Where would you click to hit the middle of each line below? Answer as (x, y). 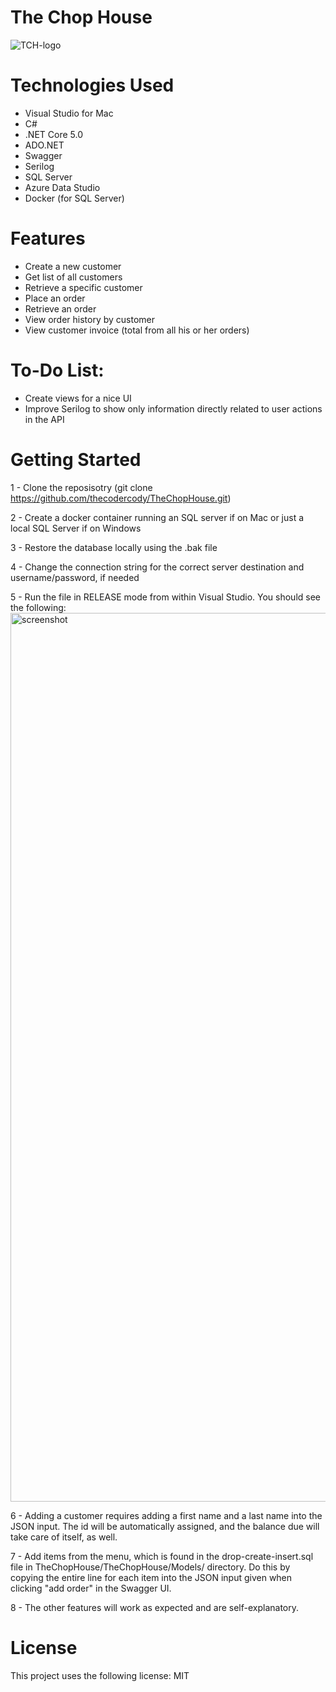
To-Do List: (57, 370)
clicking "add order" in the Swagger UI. (91, 1588)
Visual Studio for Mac (69, 113)
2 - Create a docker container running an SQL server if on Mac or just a (157, 517)
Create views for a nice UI (78, 398)
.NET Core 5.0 (53, 134)
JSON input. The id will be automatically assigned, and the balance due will (165, 1526)
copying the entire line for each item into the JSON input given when (151, 1577)
